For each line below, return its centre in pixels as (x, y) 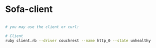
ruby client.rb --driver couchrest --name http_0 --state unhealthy (78, 40)
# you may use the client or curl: (42, 27)
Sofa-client (29, 9)
